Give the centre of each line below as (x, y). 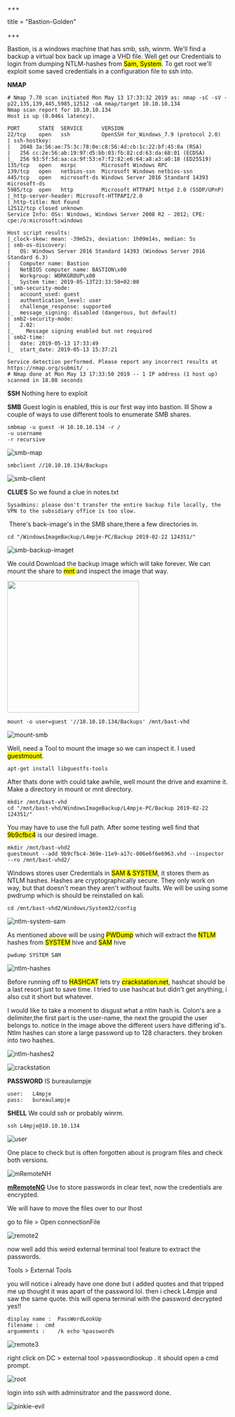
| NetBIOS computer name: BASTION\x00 (67, 270)
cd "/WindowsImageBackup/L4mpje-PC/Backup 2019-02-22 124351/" (102, 537)
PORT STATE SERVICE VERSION (66, 128)
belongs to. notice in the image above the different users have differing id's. (117, 1025)
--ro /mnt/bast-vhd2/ (39, 860)
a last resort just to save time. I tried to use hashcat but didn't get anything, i (117, 989)
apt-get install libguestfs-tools (58, 769)
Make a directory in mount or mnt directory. (70, 789)
